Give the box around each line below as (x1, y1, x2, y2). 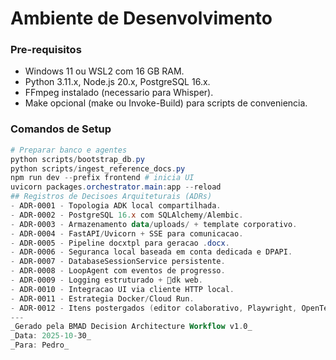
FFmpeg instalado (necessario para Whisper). (24, 87, 214, 99)
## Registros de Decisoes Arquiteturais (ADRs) (10, 192, 213, 202)
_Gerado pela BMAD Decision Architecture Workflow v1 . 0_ (10, 322, 253, 332)
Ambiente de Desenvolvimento (10, 7, 273, 30)
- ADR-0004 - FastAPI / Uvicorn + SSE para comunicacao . (10, 228, 244, 239)
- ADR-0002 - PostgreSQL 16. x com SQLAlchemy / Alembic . (10, 210, 244, 220)
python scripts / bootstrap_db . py (10, 154, 145, 164)
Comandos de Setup (10, 122, 112, 136)
